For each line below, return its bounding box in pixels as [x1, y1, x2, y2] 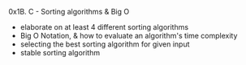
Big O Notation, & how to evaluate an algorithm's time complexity [19, 31, 238, 40]
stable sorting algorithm [19, 48, 100, 57]
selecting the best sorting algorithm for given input [19, 39, 190, 49]
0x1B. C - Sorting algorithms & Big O [8, 7, 130, 16]
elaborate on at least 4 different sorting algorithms [19, 22, 189, 31]
